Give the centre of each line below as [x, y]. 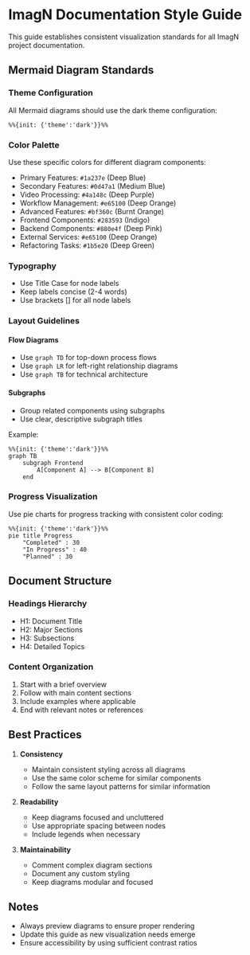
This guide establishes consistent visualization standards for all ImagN [124, 37]
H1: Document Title [51, 621]
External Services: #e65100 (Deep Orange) [88, 237]
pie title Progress [41, 535]
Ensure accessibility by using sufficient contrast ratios [108, 943]
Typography [33, 266]
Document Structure [60, 581]
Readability [39, 801]
